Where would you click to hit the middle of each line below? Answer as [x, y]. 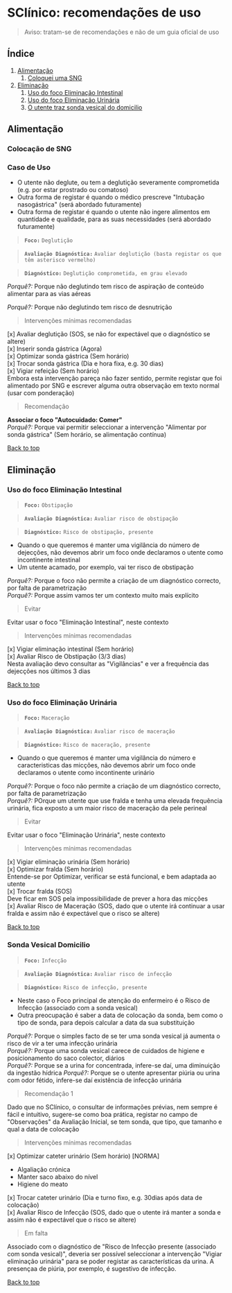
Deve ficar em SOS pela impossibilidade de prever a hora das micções [108, 899]
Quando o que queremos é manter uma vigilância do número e [106, 758]
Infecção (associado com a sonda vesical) [78, 1007]
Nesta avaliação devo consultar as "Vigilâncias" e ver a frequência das [108, 664]
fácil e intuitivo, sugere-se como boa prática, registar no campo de [102, 1114]
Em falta [36, 1233]
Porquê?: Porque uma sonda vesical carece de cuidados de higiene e [106, 1050]
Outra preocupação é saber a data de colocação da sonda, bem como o [120, 1015]
